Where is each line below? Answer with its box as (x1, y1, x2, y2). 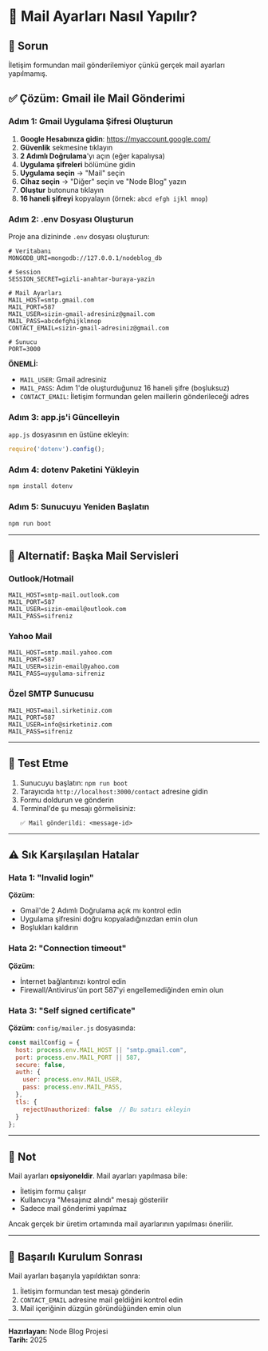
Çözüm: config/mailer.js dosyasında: (8, 1023, 136, 1033)
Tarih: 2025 (8, 1335, 48, 1345)
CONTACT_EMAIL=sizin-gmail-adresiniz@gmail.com (8, 324, 170, 332)
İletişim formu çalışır (19, 1187, 87, 1197)
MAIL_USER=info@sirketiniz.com (8, 720, 112, 729)
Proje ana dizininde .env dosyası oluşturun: (8, 231, 150, 241)
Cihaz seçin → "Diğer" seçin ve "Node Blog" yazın (19, 176, 187, 186)
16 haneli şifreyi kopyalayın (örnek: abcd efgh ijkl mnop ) (19, 194, 209, 203)
